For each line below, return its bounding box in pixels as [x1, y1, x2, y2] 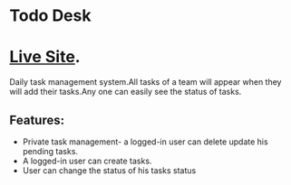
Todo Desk [9, 5, 92, 26]
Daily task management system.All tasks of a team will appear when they [9, 77, 282, 88]
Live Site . [9, 47, 81, 68]
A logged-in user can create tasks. [22, 155, 152, 166]
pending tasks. [22, 145, 79, 156]
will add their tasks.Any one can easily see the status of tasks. [9, 87, 242, 97]
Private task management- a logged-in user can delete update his [22, 136, 269, 147]
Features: [9, 112, 65, 127]
